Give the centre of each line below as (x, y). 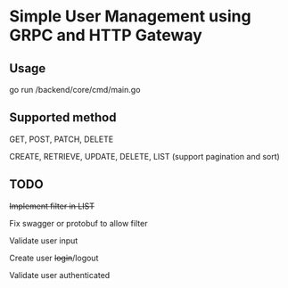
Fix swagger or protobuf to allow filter (78, 223)
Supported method (63, 118)
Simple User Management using (130, 16)
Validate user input (44, 240)
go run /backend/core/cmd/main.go (75, 90)
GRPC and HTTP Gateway (106, 35)
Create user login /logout (54, 258)
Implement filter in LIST (52, 206)
